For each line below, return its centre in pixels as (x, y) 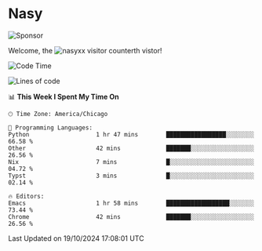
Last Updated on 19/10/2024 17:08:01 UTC (76, 238)
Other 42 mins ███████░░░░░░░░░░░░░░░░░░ (131, 148)
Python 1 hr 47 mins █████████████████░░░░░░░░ (131, 134)
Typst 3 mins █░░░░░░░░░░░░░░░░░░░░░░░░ (131, 176)
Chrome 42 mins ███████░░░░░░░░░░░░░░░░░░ (131, 216)
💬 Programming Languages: (50, 127)
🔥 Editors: (26, 196)
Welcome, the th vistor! (85, 50)
